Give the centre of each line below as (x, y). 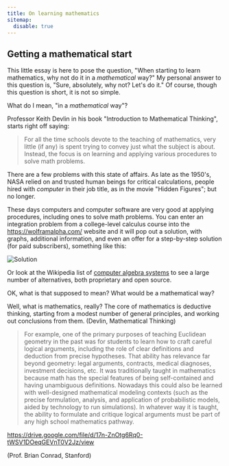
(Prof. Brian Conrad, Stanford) (49, 456)
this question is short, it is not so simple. (64, 93)
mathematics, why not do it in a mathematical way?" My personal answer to (114, 78)
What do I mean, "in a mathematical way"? (68, 106)
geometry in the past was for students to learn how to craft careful (118, 342)
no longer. (21, 197)
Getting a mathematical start (70, 54)
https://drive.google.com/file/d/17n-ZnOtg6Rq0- (75, 435)
